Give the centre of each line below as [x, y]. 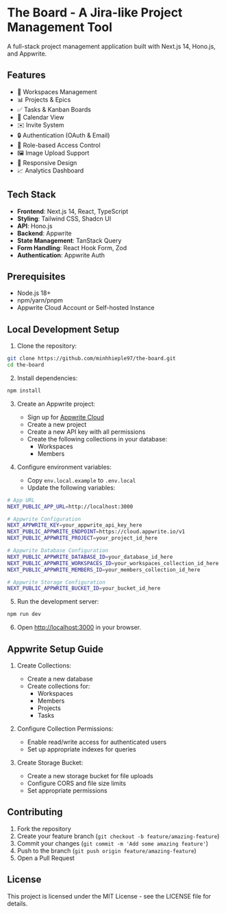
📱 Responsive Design [47, 162]
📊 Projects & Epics [44, 99]
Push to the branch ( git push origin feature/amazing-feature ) [106, 850]
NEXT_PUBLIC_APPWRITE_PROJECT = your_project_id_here [82, 538]
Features [26, 75]
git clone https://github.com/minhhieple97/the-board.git [91, 359]
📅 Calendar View [40, 117]
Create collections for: [59, 686]
